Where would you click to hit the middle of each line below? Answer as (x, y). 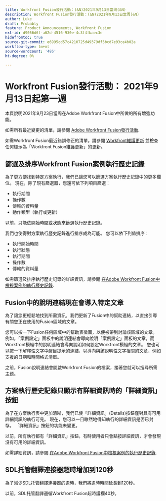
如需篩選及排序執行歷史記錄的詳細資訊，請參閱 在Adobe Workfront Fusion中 (83, 279)
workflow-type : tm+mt (27, 47)
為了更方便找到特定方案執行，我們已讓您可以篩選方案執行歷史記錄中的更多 (81, 177)
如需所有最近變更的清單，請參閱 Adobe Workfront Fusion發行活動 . (72, 130)
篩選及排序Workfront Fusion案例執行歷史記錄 (75, 164)
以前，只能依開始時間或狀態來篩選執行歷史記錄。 (55, 223)
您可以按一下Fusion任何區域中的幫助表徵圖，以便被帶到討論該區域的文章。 (81, 332)
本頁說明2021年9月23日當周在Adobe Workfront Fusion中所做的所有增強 (78, 113)
